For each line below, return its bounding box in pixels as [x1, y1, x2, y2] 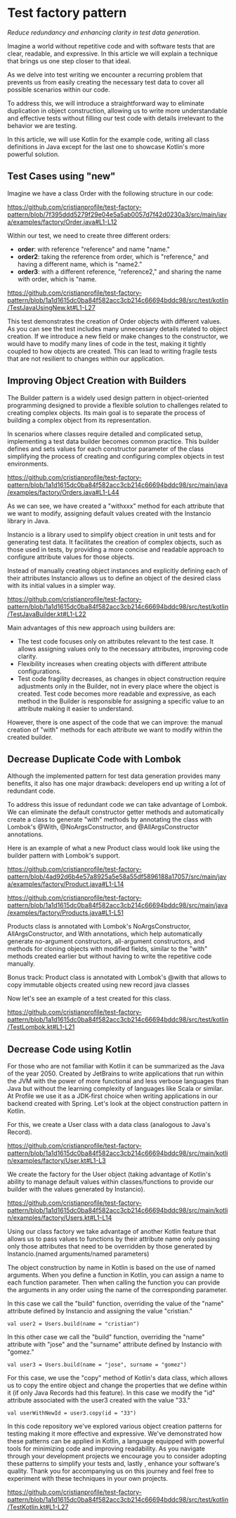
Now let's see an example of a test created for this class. [7, 994, 172, 1003]
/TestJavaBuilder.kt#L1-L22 [7, 610, 86, 618]
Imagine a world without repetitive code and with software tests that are [7, 42, 216, 50]
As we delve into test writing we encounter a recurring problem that [7, 70, 203, 79]
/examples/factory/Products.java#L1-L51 [7, 909, 124, 917]
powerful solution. [7, 150, 60, 158]
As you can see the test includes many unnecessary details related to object [7, 324, 228, 333]
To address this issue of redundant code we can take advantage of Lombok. [7, 801, 228, 809]
